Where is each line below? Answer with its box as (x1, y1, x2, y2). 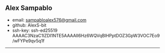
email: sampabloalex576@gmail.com (12, 17, 87, 23)
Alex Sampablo (5, 4, 53, 12)
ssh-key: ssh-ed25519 (12, 27, 58, 33)
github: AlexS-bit (12, 22, 47, 28)
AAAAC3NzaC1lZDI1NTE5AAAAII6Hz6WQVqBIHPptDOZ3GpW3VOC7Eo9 (12, 32, 160, 38)
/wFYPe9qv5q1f (12, 38, 45, 44)
